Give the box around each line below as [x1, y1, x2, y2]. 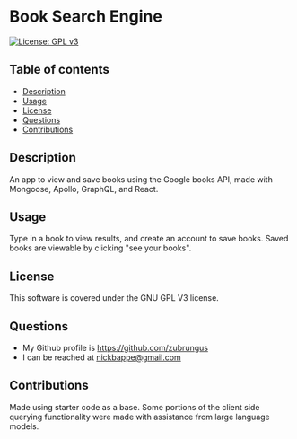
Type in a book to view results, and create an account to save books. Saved [9, 233, 289, 244]
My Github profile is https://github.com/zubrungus [22, 343, 209, 353]
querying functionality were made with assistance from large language [9, 411, 271, 422]
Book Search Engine [9, 6, 163, 27]
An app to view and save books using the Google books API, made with [9, 173, 274, 185]
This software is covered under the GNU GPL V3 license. [9, 293, 220, 303]
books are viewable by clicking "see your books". [9, 242, 192, 253]
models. [9, 420, 39, 432]
